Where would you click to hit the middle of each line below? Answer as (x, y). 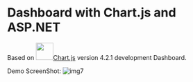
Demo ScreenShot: (34, 71)
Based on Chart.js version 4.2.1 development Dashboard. (97, 57)
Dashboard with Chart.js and (92, 13)
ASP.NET (34, 27)
